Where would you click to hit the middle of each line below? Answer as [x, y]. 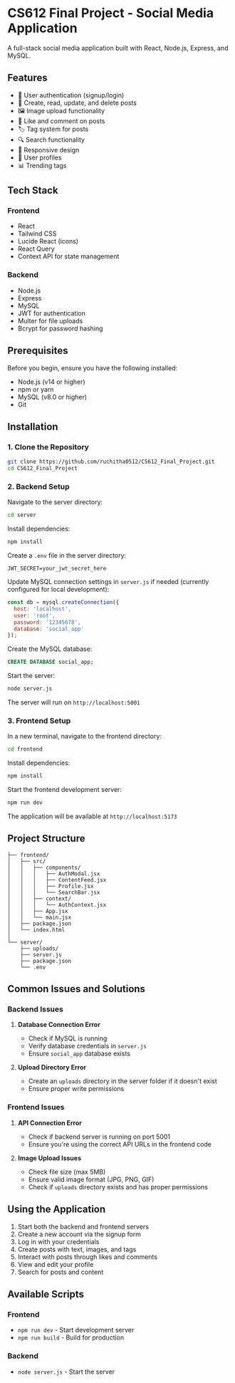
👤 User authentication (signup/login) [71, 95]
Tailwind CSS [37, 234]
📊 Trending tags [42, 165]
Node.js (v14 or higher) [51, 382]
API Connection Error [50, 1122]
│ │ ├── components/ [44, 867]
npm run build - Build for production [71, 1337]
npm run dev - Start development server [76, 1330]
